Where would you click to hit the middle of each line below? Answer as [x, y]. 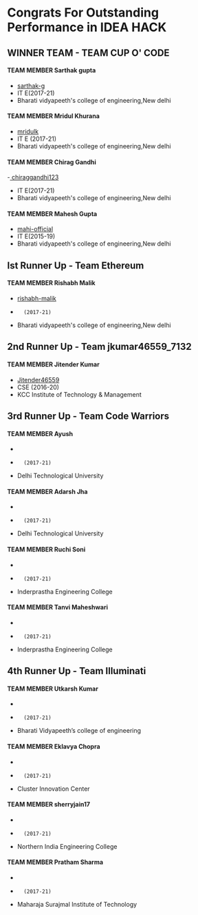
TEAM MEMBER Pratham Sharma [55, 862]
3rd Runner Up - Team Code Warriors [88, 416]
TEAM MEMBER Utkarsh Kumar [53, 689]
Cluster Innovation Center [54, 789]
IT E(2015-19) [36, 237]
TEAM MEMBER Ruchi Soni [46, 549]
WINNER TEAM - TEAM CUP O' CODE [88, 53]
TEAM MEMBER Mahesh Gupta [52, 214]
